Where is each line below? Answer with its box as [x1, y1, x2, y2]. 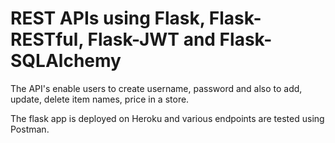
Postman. [10, 123, 50, 135]
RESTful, [10, 28, 84, 51]
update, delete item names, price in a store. [10, 93, 190, 105]
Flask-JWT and [87, 28, 216, 51]
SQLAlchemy [10, 50, 122, 72]
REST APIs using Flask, [10, 7, 206, 30]
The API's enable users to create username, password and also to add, [10, 82, 303, 94]
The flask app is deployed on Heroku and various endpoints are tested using [10, 112, 325, 124]
